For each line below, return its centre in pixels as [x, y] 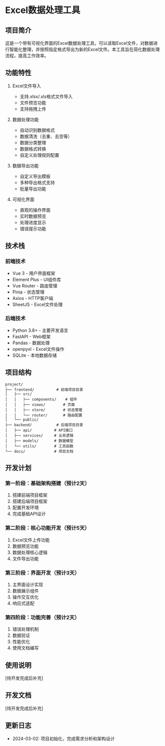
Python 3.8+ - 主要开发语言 [40, 330]
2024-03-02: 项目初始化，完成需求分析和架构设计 [64, 739]
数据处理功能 [25, 119]
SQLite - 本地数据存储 [35, 355]
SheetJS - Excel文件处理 [38, 304]
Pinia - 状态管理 [28, 292]
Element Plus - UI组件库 [37, 279]
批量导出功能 [33, 189]
